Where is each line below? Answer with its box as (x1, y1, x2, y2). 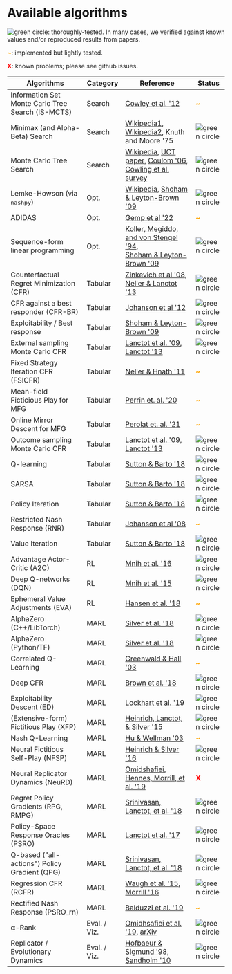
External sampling (10, 338, 69, 347)
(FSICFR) (10, 375, 40, 385)
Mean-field (10, 386, 48, 396)
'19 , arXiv (125, 927, 157, 937)
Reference (139, 78, 175, 88)
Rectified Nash (10, 898, 59, 908)
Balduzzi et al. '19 (125, 903, 184, 912)
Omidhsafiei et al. (125, 918, 182, 928)
